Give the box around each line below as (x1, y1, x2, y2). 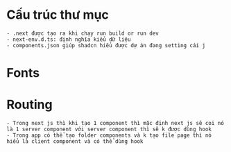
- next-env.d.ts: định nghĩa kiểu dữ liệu (6, 35, 131, 43)
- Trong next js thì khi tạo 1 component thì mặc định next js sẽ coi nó (6, 120, 225, 127)
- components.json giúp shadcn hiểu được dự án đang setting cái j (6, 42, 206, 49)
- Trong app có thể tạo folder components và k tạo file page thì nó (6, 132, 212, 139)
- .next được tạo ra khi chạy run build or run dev (6, 30, 159, 37)
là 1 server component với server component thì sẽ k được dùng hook (6, 126, 212, 133)
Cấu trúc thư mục (6, 7, 109, 23)
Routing (6, 97, 53, 112)
